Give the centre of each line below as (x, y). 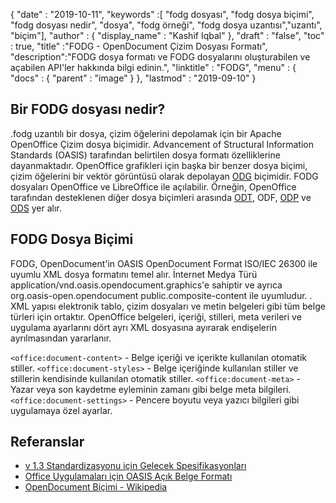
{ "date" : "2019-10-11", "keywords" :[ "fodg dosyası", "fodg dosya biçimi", (162, 14)
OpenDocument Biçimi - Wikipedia (96, 487)
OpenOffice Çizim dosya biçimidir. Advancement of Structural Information (162, 144)
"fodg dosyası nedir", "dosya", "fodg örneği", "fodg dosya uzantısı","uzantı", (166, 25)
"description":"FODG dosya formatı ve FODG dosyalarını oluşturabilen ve (160, 57)
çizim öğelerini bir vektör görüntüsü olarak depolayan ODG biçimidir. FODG (164, 176)
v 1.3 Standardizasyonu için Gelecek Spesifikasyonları (135, 466)
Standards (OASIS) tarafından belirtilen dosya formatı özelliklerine (145, 155)
